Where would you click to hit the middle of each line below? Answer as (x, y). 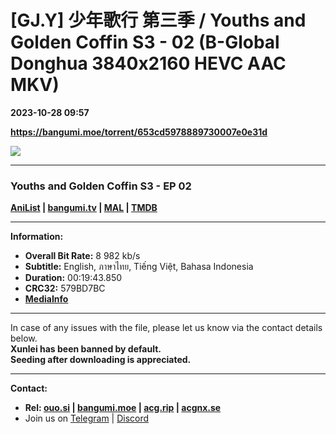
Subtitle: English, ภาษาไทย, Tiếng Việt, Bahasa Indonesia (139, 267)
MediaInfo (46, 299)
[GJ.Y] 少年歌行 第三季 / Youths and (158, 20)
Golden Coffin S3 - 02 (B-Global (145, 42)
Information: (37, 237)
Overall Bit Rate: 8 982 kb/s (82, 256)
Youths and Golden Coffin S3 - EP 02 (101, 186)
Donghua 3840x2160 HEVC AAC (148, 63)
